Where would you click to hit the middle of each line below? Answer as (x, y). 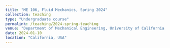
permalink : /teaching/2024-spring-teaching (52, 24)
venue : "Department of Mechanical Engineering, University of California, (86, 28)
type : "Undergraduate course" (37, 19)
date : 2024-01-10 (24, 33)
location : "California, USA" (36, 38)
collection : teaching (28, 14)
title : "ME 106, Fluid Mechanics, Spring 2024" (57, 10)
